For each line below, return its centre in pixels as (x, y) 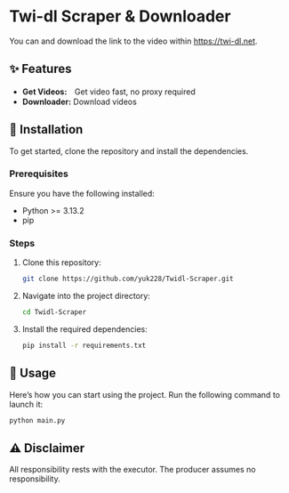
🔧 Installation (46, 129)
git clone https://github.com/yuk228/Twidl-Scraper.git (128, 279)
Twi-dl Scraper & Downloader (120, 16)
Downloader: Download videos (80, 101)
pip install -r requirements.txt (84, 345)
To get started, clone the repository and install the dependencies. (129, 151)
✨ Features (40, 69)
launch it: (26, 404)
